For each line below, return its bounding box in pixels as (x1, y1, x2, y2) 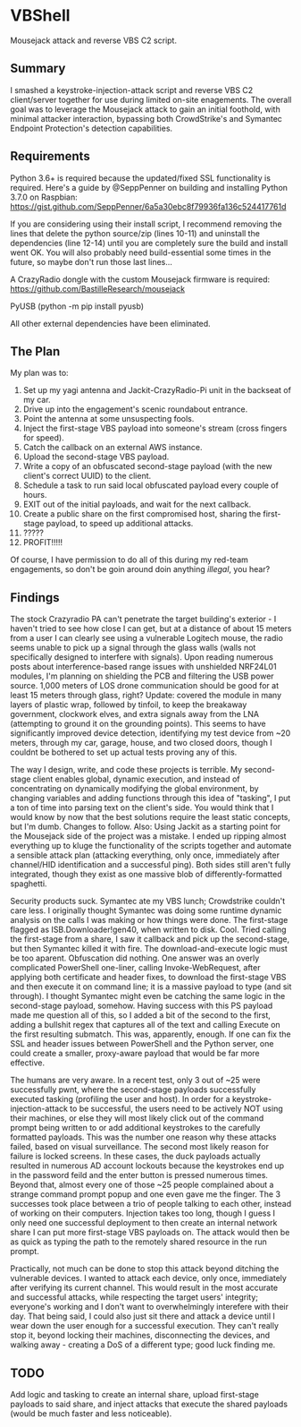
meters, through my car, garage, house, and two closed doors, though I (10, 738, 272, 748)
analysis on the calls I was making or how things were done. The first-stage (10, 915, 288, 926)
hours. (22, 490, 47, 500)
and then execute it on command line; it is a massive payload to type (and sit (10, 981, 292, 992)
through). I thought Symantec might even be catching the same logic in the (10, 991, 286, 1002)
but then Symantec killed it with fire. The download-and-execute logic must (10, 944, 288, 954)
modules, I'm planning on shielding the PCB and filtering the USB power (10, 671, 275, 681)
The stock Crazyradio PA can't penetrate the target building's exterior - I (10, 614, 277, 625)
